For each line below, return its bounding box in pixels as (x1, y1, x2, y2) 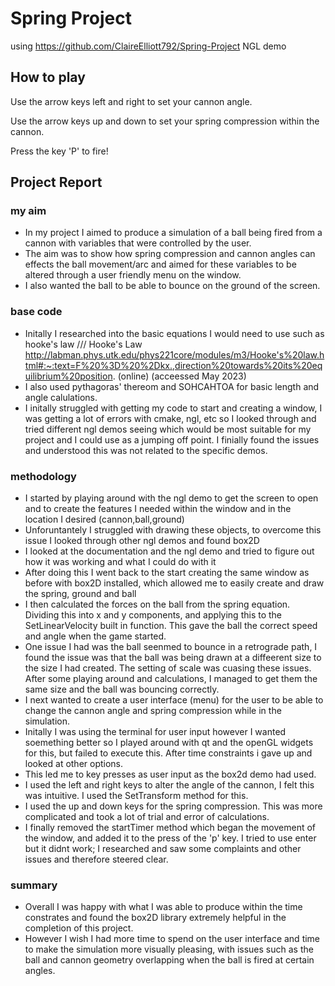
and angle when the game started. (24, 630, 167, 642)
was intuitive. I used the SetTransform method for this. (24, 790, 249, 802)
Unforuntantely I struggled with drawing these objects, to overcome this (24, 524, 322, 536)
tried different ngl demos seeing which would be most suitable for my (24, 423, 312, 435)
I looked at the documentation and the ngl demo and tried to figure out (24, 545, 315, 557)
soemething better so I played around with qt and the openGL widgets (24, 737, 314, 749)
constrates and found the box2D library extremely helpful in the (24, 912, 287, 924)
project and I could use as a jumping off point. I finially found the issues (24, 433, 320, 446)
